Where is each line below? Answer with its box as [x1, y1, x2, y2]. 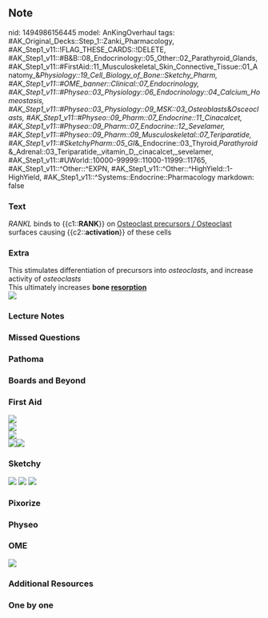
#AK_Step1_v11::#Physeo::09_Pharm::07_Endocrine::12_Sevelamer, [8, 121, 226, 130]
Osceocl [231, 104, 259, 114]
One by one [8, 600, 54, 611]
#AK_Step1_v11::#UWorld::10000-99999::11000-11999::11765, [8, 155, 208, 165]
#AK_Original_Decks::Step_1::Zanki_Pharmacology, [8, 36, 174, 46]
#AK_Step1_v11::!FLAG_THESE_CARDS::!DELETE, [8, 44, 166, 54]
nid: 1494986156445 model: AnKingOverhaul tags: [8, 27, 175, 37]
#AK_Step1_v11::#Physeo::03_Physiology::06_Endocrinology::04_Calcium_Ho [8, 87, 261, 97]
